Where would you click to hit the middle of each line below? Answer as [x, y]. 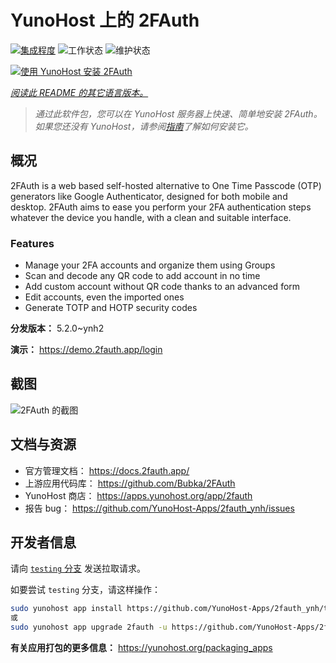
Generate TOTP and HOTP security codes [111, 308]
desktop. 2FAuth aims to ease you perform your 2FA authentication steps [161, 207]
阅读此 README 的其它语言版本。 [79, 92]
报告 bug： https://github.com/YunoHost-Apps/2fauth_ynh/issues [159, 508]
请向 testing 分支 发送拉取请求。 [78, 568]
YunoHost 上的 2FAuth [105, 20]
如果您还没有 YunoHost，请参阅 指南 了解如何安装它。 [144, 126]
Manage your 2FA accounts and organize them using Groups [150, 265]
